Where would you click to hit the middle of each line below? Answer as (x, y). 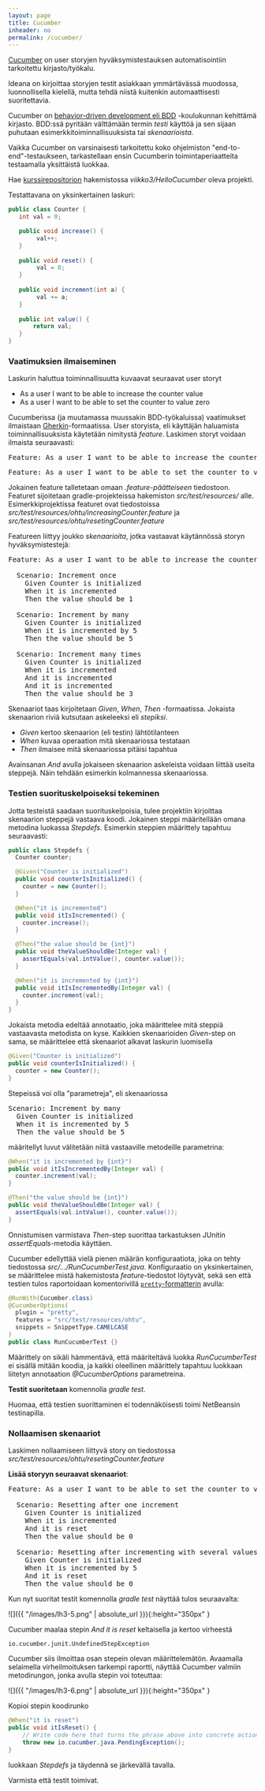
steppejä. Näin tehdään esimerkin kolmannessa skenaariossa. (108, 773)
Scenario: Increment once (66, 576)
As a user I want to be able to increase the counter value (111, 394)
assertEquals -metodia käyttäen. (60, 1243)
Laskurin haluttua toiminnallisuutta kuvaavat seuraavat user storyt (115, 379)
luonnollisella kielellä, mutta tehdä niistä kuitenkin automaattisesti (114, 92)
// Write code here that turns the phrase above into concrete (129, 1735)
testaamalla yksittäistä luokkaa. (59, 165)
